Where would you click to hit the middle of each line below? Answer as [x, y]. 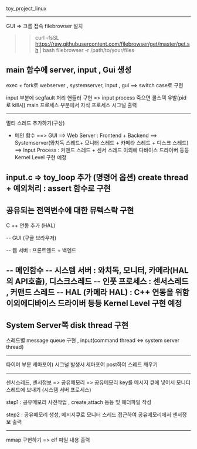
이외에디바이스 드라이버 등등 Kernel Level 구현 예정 [94, 304]
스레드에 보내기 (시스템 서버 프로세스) [49, 390]
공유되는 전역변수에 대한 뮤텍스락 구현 [70, 210]
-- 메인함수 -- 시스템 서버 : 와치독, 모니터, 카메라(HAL [97, 271]
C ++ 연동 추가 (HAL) [31, 225]
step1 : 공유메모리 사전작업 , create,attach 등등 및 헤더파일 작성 [79, 402]
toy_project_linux [26, 8]
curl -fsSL [47, 38]
